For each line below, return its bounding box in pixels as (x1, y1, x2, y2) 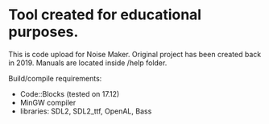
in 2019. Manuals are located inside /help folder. (8, 58, 168, 68)
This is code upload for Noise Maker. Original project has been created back (8, 49, 262, 59)
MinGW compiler (19, 97, 77, 107)
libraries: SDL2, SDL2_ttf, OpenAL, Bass (19, 106, 152, 116)
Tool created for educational (8, 6, 202, 24)
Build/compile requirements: (8, 73, 102, 83)
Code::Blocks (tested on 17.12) (19, 89, 120, 98)
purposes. (8, 23, 79, 41)
